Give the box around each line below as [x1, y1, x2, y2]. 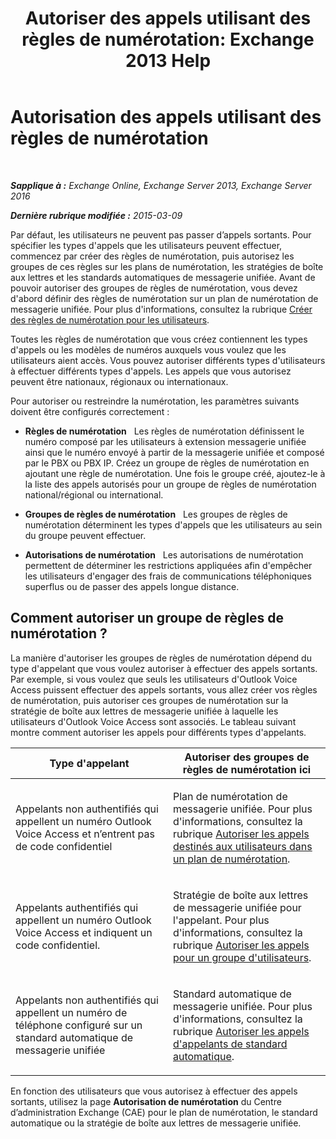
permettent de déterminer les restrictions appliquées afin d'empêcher [24, 559, 313, 571]
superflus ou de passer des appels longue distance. [24, 580, 240, 592]
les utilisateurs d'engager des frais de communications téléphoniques [24, 570, 312, 582]
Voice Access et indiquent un [15, 925, 153, 939]
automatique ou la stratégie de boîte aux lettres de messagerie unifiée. [10, 1117, 302, 1129]
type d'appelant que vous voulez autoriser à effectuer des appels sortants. [10, 662, 318, 674]
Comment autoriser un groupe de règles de [10, 610, 285, 627]
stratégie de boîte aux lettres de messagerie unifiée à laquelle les [10, 705, 279, 717]
